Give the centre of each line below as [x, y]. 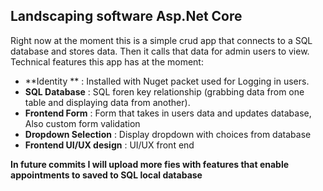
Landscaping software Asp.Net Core [126, 16]
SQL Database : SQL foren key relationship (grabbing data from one [164, 91]
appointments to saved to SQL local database [106, 175]
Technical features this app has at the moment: [107, 61]
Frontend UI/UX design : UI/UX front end [109, 145]
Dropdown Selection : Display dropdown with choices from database [168, 134]
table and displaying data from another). [107, 102]
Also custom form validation [82, 123]
